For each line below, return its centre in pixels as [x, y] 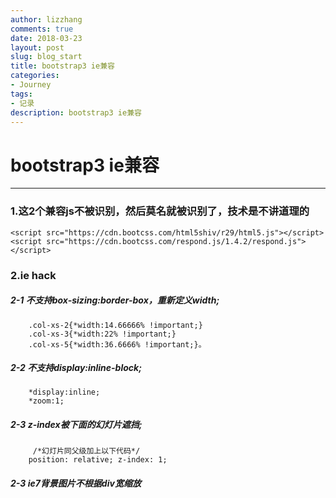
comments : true [42, 29]
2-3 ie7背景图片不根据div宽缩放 [76, 483]
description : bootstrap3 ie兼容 [76, 112]
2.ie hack [33, 275]
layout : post [37, 47]
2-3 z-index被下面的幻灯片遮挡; [76, 425]
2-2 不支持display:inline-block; [76, 368]
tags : [21, 94]
